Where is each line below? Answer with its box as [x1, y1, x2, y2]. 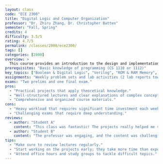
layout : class [5, 7, 34, 12]
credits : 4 [5, 30, 27, 34]
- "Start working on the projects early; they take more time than [9, 147, 149, 152]
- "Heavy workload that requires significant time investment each [9, 106, 149, 112]
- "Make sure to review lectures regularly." [9, 143, 103, 148]
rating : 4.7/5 [5, 39, 34, 44]
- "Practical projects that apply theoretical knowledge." [9, 88, 131, 93]
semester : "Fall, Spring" [5, 25, 57, 30]
